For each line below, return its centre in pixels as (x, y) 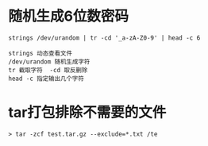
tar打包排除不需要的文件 (87, 113)
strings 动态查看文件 (40, 53)
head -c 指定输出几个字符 (46, 79)
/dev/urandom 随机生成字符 (49, 61)
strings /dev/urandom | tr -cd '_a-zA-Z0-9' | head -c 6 (104, 38)
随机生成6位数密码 (69, 16)
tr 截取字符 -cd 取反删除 (48, 70)
